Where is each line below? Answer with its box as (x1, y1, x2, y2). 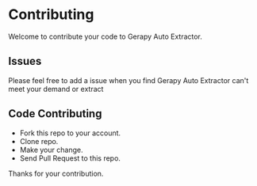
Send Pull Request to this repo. (19, 153, 121, 163)
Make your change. (19, 145, 83, 154)
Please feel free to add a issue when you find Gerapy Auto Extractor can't (8, 75, 249, 85)
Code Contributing (8, 107, 102, 120)
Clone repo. (19, 136, 59, 146)
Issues (8, 55, 42, 68)
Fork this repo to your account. (19, 128, 121, 138)
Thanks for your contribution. (8, 169, 104, 178)
